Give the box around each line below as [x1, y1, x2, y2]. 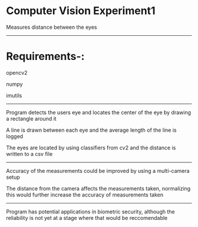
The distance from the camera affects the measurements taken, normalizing [6, 185, 191, 192]
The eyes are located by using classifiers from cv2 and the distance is [6, 144, 176, 151]
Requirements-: [6, 50, 85, 63]
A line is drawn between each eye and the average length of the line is [6, 126, 177, 133]
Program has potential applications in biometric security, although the [6, 208, 175, 215]
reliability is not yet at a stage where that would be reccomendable [6, 214, 168, 221]
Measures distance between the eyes [6, 24, 97, 31]
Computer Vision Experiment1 [6, 4, 156, 18]
